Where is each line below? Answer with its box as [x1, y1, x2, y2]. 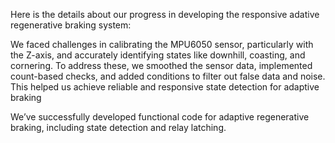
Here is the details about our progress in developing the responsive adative [10, 9, 320, 20]
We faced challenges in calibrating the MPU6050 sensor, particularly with [10, 39, 314, 50]
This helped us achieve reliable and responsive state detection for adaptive [10, 81, 320, 93]
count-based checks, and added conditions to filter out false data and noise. [10, 70, 326, 82]
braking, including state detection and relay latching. [10, 122, 227, 133]
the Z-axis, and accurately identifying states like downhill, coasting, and [10, 49, 306, 61]
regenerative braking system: [10, 19, 132, 31]
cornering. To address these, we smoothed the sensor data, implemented [10, 60, 313, 71]
